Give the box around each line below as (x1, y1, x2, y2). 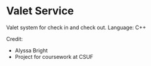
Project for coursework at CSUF (14, 53, 94, 60)
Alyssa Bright (14, 46, 48, 54)
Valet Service (6, 4, 75, 18)
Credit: (6, 35, 23, 42)
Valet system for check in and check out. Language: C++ (6, 24, 146, 31)
